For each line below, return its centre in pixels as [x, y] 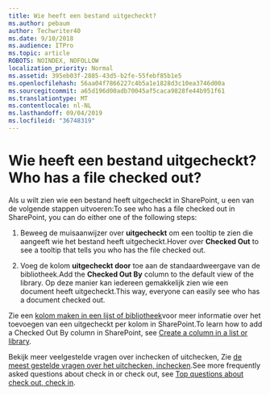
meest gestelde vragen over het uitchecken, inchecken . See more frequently [135, 365]
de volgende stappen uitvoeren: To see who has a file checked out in [122, 208]
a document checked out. [62, 300]
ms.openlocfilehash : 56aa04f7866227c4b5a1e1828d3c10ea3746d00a [117, 83]
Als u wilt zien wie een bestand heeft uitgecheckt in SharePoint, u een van [131, 200]
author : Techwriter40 [45, 31]
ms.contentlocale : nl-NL [50, 106]
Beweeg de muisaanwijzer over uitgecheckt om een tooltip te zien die [137, 233]
